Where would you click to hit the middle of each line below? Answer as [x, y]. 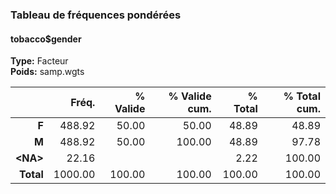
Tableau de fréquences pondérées [96, 15]
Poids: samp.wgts [47, 72]
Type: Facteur [39, 61]
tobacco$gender [46, 39]
